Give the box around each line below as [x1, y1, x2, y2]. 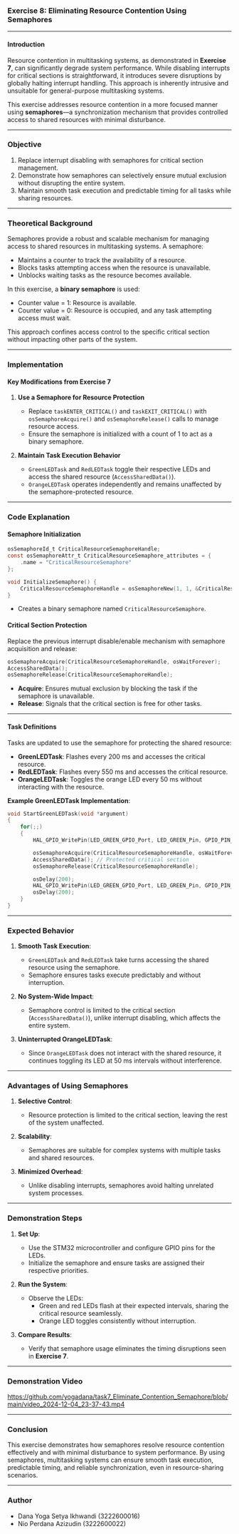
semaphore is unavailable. [17, 692, 95, 700]
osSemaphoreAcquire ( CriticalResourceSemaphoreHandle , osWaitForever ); [7, 658, 221, 665]
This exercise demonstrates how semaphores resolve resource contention [7, 1441, 225, 1449]
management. [17, 163, 59, 172]
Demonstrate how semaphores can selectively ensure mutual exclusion [17, 170, 227, 180]
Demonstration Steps [7, 1213, 83, 1223]
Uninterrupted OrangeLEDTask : [17, 1035, 112, 1043]
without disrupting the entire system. [17, 178, 126, 187]
